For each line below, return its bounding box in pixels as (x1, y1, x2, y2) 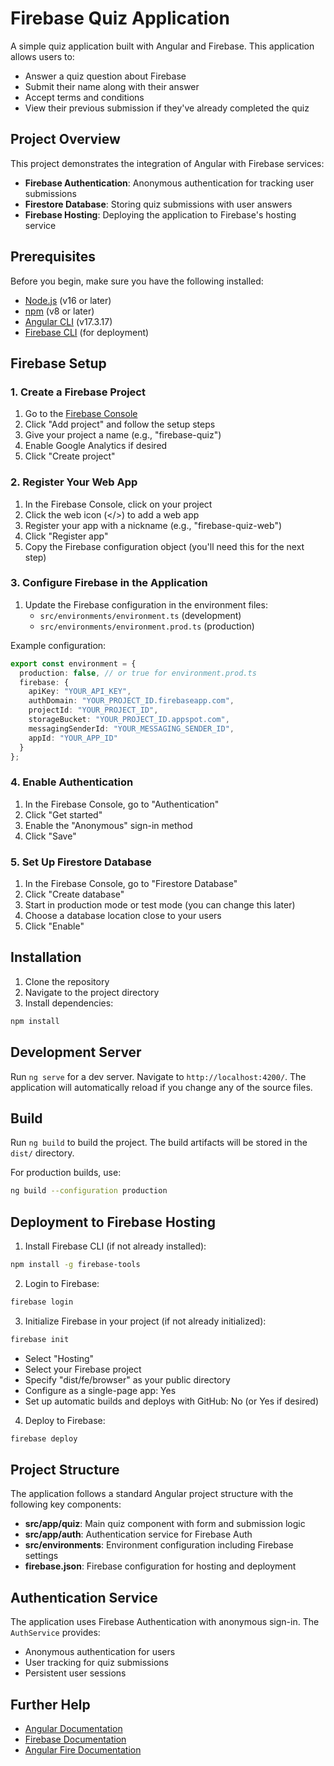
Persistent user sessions (24, 1667, 127, 1679)
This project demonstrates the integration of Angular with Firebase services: (10, 157, 325, 169)
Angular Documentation (24, 1723, 123, 1734)
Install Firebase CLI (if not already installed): (24, 1240, 207, 1252)
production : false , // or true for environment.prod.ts (19, 668, 257, 678)
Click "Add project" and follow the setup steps (24, 418, 216, 431)
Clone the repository (24, 975, 110, 987)
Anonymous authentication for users (24, 1646, 176, 1658)
